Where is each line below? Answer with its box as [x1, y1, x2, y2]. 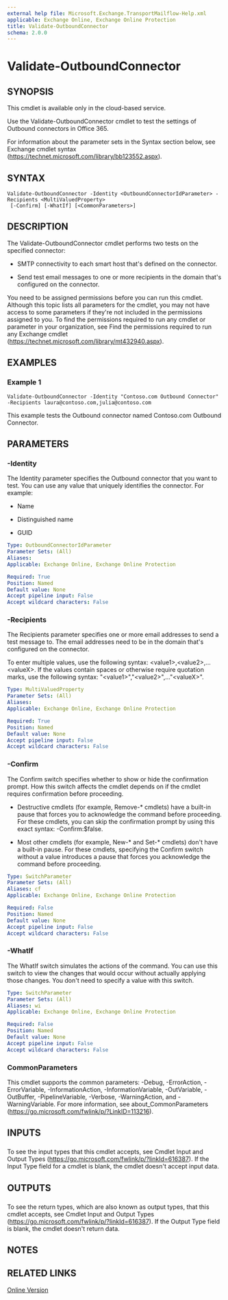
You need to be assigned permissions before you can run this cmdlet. [7, 293, 203, 301]
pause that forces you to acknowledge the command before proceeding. [16, 810, 223, 818]
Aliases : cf [7, 886, 41, 892]
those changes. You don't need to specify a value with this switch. [7, 976, 194, 984]
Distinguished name [16, 515, 74, 524]
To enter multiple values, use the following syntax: [7, 658, 149, 666]
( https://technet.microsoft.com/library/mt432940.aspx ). [7, 337, 164, 345]
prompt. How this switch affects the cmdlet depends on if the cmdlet [7, 782, 201, 790]
